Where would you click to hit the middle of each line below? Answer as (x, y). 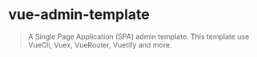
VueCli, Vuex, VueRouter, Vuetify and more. (100, 44)
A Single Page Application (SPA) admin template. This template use (139, 36)
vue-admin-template (79, 15)
